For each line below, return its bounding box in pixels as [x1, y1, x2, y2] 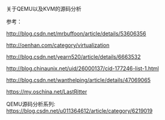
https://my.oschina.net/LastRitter [6, 88, 88, 95]
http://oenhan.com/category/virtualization [6, 41, 110, 49]
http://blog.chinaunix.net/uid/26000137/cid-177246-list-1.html [6, 65, 159, 72]
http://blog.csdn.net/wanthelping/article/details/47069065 [6, 77, 151, 83]
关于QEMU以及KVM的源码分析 [6, 5, 82, 12]
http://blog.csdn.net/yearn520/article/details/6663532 [6, 53, 141, 60]
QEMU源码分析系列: [6, 101, 56, 107]
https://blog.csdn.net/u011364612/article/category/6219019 [6, 107, 153, 114]
